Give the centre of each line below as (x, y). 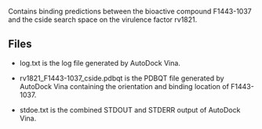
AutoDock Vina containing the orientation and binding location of (124, 86)
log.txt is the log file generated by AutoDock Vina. (100, 63)
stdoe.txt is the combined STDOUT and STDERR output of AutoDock (130, 109)
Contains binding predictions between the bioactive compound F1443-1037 (130, 11)
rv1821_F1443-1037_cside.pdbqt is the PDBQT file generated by (122, 78)
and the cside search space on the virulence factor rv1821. (103, 20)
